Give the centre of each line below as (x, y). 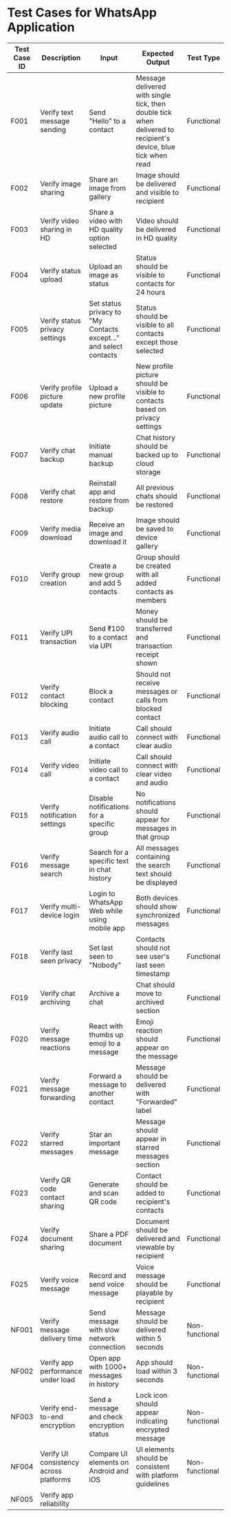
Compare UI (109, 1454)
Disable (101, 798)
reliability (55, 1503)
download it (108, 542)
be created (153, 566)
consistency (60, 1462)
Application (41, 27)
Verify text (57, 112)
